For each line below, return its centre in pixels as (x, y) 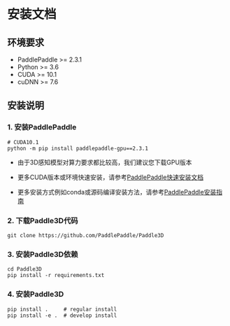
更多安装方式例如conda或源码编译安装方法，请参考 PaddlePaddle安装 (117, 192)
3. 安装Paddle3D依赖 (43, 254)
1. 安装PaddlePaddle (42, 127)
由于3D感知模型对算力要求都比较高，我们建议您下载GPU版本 (105, 162)
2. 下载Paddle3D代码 (43, 220)
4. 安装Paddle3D (36, 295)
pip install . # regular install (62, 309)
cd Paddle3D (24, 269)
